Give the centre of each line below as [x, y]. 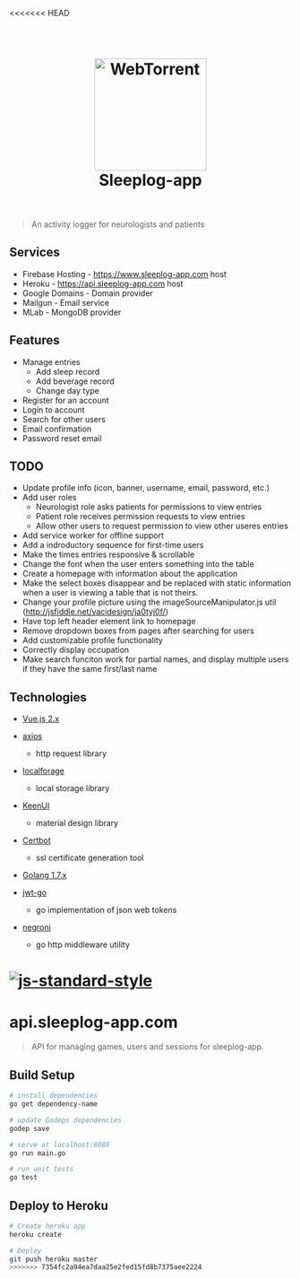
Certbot [36, 840]
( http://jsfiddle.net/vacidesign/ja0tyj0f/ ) [95, 612]
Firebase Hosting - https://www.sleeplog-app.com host [124, 274]
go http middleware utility [82, 944]
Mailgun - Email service [66, 302]
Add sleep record [68, 371]
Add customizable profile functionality [93, 640]
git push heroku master [54, 1259]
